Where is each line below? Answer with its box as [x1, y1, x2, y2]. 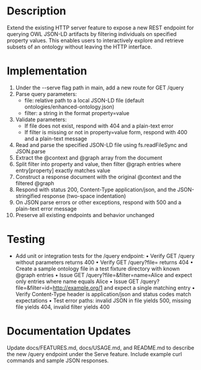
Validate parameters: [15, 116, 67, 123]
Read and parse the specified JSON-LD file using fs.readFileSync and [15, 141, 188, 148]
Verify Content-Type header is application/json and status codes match [15, 290, 191, 297]
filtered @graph [15, 179, 54, 186]
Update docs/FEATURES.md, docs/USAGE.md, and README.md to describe [7, 344, 195, 351]
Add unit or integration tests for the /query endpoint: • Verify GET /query [15, 252, 195, 259]
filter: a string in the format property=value [24, 109, 130, 116]
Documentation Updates [7, 324, 131, 338]
